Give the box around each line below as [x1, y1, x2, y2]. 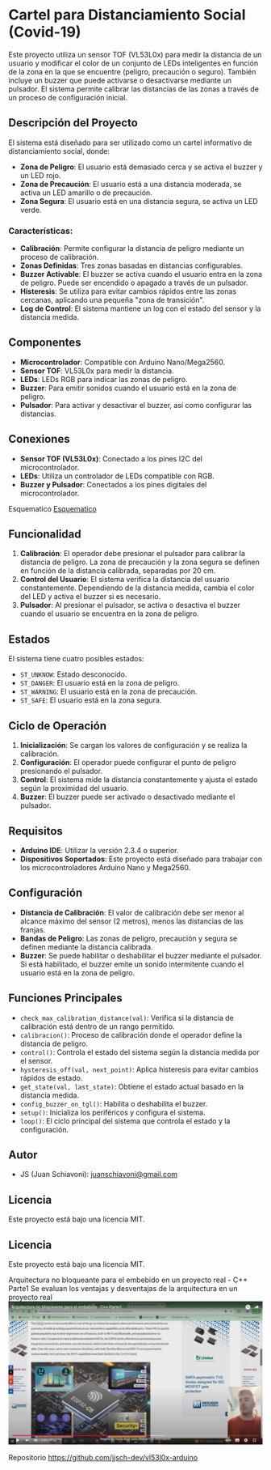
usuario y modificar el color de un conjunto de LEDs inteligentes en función [8, 58, 259, 68]
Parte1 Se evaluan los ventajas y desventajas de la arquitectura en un [8, 1283, 238, 1293]
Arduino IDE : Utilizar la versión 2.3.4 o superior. [19, 845, 179, 855]
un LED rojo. [19, 170, 61, 180]
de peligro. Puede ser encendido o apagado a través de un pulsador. [19, 278, 248, 288]
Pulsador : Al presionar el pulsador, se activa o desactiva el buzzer [19, 601, 240, 610]
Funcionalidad [8, 528, 82, 542]
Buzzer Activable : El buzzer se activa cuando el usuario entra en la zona [19, 270, 263, 279]
